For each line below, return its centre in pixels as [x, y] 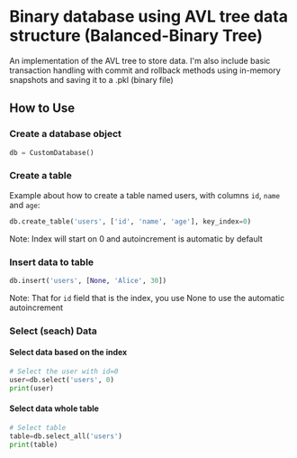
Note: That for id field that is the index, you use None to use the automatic [147, 298]
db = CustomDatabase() [52, 152]
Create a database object [65, 134]
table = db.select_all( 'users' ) [66, 436]
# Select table [38, 427]
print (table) [34, 444]
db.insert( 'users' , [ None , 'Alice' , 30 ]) [88, 280]
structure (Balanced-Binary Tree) [136, 36]
